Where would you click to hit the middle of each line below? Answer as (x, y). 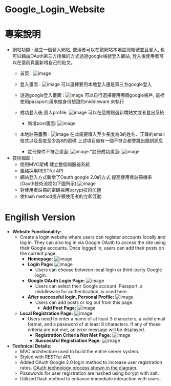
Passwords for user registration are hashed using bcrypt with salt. (89, 373)
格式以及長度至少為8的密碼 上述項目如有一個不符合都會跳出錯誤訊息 (91, 141)
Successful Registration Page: (68, 341)
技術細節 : (23, 158)
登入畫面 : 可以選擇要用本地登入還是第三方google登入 (86, 84)
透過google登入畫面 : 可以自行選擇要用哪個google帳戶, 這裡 (92, 95)
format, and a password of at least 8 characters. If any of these (94, 324)
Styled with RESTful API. (46, 357)
